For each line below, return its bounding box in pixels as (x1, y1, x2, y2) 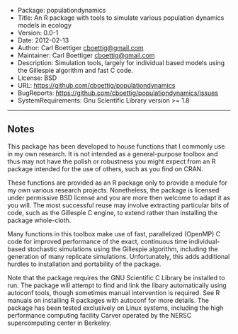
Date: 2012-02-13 (17, 36, 69, 45)
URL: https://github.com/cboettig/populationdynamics (17, 81, 176, 89)
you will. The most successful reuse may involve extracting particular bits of (7, 201, 229, 209)
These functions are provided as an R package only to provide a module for (7, 178, 228, 187)
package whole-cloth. (7, 216, 72, 224)
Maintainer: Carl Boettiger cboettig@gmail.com (17, 51, 155, 59)
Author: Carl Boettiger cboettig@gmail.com (17, 44, 144, 52)
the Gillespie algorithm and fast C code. (17, 67, 133, 74)
